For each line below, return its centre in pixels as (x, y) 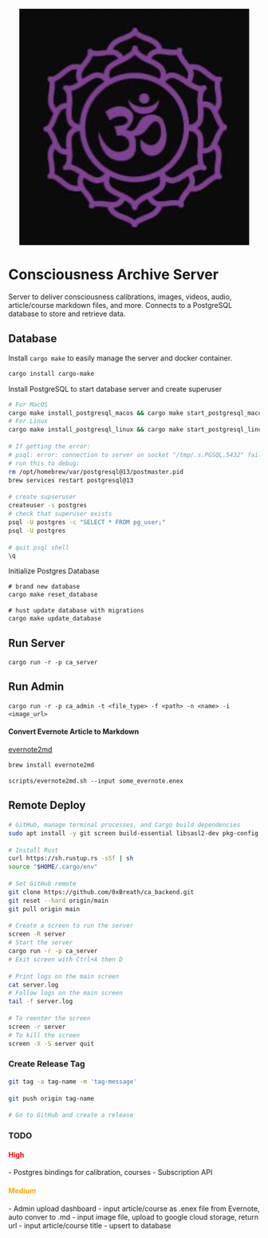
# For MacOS (28, 404)
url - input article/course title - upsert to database (90, 1225)
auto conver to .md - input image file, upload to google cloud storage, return (134, 1216)
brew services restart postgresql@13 (71, 480)
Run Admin (36, 687)
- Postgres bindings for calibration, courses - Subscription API (110, 1173)
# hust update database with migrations (77, 611)
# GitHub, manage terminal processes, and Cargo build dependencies (124, 825)
